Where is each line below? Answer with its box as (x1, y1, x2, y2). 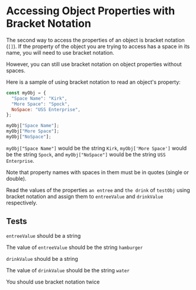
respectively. (6, 199, 37, 206)
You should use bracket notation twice (6, 278, 100, 285)
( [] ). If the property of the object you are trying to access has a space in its (6, 43, 190, 50)
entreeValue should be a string (6, 232, 81, 239)
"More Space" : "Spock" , (11, 101, 70, 107)
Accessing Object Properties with (6, 4, 175, 18)
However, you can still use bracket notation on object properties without (6, 61, 182, 68)
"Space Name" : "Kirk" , (11, 95, 68, 102)
